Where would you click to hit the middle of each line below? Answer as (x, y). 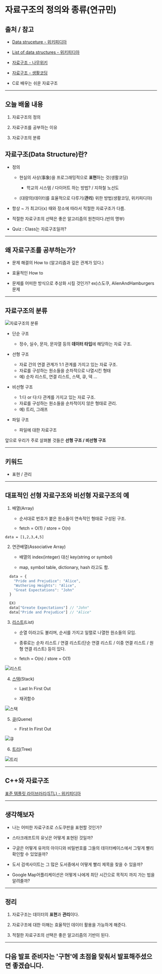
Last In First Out (35, 688)
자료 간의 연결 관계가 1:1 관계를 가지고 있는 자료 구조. (68, 365)
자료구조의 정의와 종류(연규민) (61, 10)
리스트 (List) (23, 622)
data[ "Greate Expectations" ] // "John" (49, 608)
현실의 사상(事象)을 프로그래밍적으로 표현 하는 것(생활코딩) (74, 177)
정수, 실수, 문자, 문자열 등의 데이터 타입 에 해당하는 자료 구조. (75, 344)
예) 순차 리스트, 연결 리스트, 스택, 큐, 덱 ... (58, 377)
